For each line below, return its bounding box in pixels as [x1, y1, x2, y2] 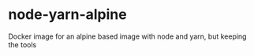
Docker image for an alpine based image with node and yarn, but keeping [8, 32, 247, 41]
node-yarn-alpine [8, 6, 128, 24]
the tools [8, 39, 37, 49]
